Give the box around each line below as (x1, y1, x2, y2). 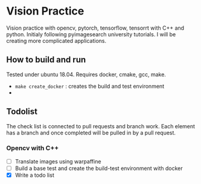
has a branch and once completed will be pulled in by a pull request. (6, 129, 176, 136)
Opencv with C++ (6, 144, 59, 153)
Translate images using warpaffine (14, 157, 101, 165)
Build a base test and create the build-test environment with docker (14, 165, 183, 172)
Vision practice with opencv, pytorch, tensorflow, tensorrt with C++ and (6, 24, 185, 31)
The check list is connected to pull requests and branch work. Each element (6, 122, 195, 130)
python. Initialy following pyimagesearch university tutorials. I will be (6, 30, 176, 38)
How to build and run (6, 54, 86, 65)
